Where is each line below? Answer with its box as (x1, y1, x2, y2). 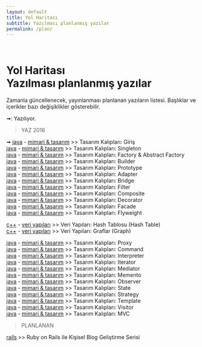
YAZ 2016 (21, 127, 45, 134)
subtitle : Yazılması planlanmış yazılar (6, 20, 110, 26)
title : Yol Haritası (6, 15, 59, 21)
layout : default (6, 8, 47, 15)
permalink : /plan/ (6, 25, 53, 32)
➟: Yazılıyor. (6, 115, 36, 122)
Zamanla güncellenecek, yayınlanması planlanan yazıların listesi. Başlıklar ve (6, 96, 197, 104)
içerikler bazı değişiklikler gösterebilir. (6, 103, 101, 110)
